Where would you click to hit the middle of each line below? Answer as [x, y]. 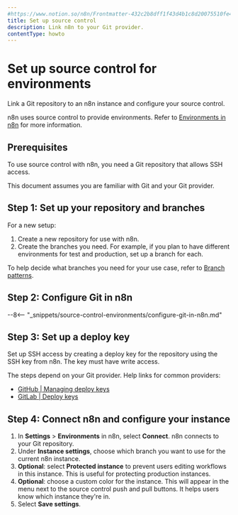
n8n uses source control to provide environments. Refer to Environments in [117, 117]
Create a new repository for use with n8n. [78, 239]
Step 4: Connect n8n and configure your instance [119, 419]
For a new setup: [32, 225]
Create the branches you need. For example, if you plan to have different [124, 246]
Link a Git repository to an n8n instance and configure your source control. [116, 104]
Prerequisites [38, 147]
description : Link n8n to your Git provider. [75, 27]
